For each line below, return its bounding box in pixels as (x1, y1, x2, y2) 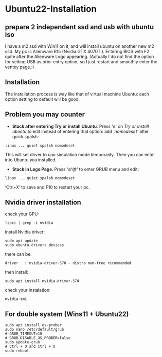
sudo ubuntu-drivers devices (5, 243, 64, 248)
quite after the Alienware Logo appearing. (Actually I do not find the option (5, 54, 154, 59)
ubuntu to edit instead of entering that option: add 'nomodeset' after (12, 128, 149, 134)
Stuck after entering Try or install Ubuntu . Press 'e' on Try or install (12, 123, 149, 129)
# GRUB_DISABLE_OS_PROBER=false (5, 336, 71, 340)
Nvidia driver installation (5, 198, 81, 207)
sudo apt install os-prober (5, 323, 62, 328)
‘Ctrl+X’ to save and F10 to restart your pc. (5, 184, 90, 190)
